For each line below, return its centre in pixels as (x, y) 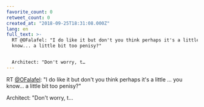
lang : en (17, 29)
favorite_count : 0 (29, 12)
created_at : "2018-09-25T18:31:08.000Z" (58, 23)
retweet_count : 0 (28, 18)
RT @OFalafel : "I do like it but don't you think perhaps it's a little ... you (94, 79)
